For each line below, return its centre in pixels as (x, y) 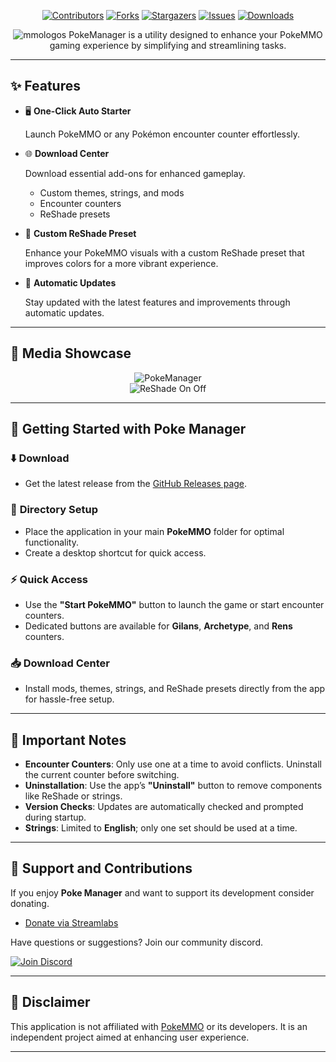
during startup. (55, 817)
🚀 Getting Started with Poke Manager (128, 429)
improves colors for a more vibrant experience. (121, 263)
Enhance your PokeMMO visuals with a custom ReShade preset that (164, 252)
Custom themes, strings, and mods (112, 192)
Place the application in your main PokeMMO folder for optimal (154, 531)
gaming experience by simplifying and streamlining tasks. (168, 45)
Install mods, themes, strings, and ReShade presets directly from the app (175, 689)
